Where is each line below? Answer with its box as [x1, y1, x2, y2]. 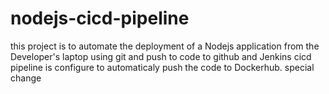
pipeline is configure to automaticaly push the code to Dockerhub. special [10, 61, 315, 73]
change [10, 72, 42, 84]
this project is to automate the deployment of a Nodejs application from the [10, 40, 320, 52]
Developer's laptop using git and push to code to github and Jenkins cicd [10, 50, 312, 62]
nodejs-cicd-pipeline [10, 7, 190, 30]
